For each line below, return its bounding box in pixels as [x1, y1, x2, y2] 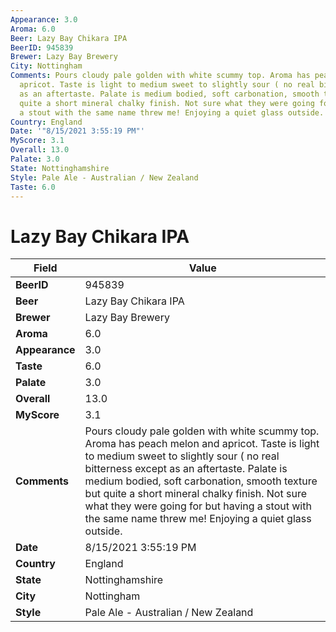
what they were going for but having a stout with [84, 499, 312, 513]
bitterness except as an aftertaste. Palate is [84, 462, 288, 476]
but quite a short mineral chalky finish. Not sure [84, 487, 307, 501]
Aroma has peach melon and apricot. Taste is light [84, 437, 320, 451]
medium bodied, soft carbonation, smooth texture [84, 474, 318, 488]
